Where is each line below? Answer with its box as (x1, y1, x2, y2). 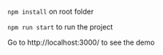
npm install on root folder (7, 7, 94, 16)
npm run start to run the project (7, 22, 113, 31)
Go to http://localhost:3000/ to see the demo (7, 37, 155, 47)
